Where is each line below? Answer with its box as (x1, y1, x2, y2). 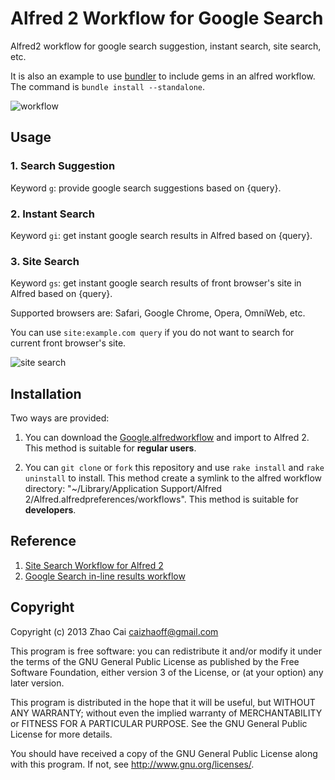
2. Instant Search (10, 207, 95, 221)
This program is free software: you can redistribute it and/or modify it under (10, 645, 322, 657)
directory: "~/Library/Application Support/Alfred (24, 483, 222, 495)
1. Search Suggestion (10, 159, 116, 173)
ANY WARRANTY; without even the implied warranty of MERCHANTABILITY (10, 707, 323, 719)
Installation (10, 385, 82, 402)
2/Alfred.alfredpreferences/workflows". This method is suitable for (24, 493, 299, 506)
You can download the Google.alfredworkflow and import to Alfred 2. (24, 432, 310, 444)
